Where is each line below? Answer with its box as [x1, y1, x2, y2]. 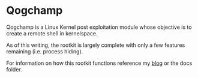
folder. [6, 65, 22, 73]
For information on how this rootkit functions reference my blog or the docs [6, 59, 193, 67]
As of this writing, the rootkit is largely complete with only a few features [6, 41, 185, 49]
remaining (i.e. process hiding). [6, 47, 83, 55]
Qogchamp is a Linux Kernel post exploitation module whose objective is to [6, 23, 192, 31]
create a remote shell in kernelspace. [6, 29, 98, 37]
